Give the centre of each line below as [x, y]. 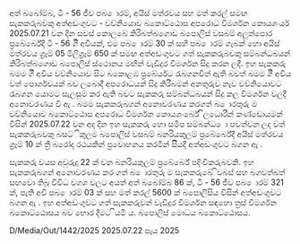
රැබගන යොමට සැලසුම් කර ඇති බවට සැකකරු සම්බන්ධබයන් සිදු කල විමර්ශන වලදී [148, 94]
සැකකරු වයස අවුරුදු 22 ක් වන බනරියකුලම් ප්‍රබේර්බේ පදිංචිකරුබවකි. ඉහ [132, 162]
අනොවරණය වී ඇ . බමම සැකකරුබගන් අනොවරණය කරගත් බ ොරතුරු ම [133, 104]
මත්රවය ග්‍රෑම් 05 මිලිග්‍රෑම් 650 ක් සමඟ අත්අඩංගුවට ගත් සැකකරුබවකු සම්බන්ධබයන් [150, 53]
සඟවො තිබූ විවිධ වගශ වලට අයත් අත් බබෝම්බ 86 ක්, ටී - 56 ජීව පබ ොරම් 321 [146, 182]
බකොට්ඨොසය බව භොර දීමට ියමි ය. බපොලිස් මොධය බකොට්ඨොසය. [130, 213]
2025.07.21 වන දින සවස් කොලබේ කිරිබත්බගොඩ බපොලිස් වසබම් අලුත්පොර [141, 33]
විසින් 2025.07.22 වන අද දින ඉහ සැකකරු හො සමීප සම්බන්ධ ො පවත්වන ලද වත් [147, 124]
